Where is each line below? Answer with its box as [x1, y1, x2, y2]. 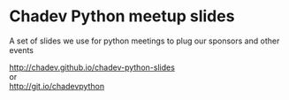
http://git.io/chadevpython [9, 81, 104, 91]
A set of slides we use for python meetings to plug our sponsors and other [9, 35, 280, 46]
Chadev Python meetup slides [9, 6, 235, 27]
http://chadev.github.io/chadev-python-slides [9, 62, 175, 73]
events [9, 44, 34, 55]
